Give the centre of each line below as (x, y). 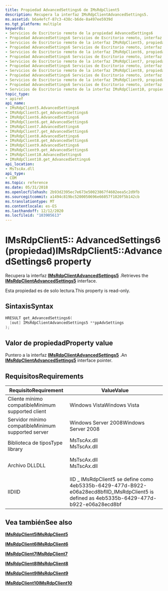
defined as (82, 498)
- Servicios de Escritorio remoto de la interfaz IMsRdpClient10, (76, 89)
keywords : (15, 29)
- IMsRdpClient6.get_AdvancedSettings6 (47, 122)
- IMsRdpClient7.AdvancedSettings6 (42, 127)
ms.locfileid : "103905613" (33, 216)
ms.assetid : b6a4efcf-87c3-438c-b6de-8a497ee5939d (59, 19)
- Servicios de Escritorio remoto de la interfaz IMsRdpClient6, (74, 52)
